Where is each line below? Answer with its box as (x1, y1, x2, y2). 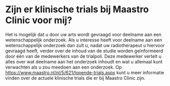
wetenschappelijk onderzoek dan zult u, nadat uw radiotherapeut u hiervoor (5, 42, 165, 48)
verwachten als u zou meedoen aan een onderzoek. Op (5, 64, 122, 70)
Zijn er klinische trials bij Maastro (5, 4, 149, 15)
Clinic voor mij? (5, 14, 72, 26)
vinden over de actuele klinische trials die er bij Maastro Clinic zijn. (5, 75, 145, 81)
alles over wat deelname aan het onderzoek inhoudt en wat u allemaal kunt (5, 58, 163, 64)
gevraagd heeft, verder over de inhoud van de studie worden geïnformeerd (5, 48, 163, 54)
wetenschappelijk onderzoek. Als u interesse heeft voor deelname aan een (5, 37, 162, 43)
